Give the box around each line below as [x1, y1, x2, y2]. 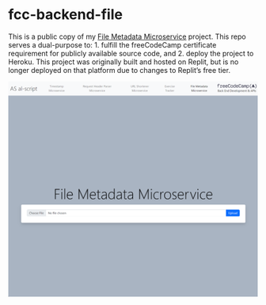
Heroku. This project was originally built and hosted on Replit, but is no [8, 57, 239, 67]
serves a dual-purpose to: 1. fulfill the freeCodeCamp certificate [8, 40, 217, 49]
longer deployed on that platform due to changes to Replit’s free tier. [8, 65, 231, 74]
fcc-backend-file [8, 6, 123, 24]
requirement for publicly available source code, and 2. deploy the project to [8, 48, 254, 58]
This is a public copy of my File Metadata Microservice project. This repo [8, 32, 247, 41]
